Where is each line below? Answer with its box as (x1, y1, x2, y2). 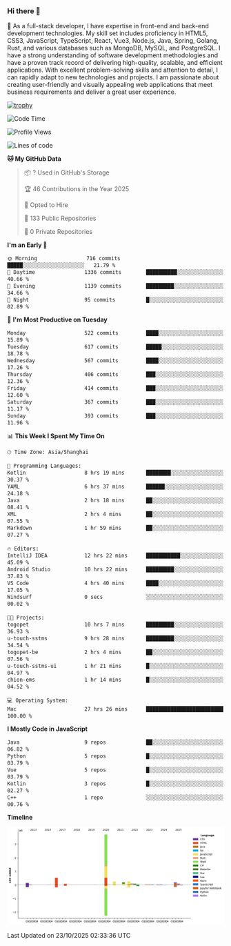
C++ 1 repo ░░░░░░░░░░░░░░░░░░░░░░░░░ (7, 794, 224, 801)
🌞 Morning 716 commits (7, 255, 121, 262)
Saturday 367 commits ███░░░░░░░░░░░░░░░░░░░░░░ (7, 399, 224, 406)
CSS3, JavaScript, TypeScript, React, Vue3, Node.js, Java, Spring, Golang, (7, 37, 219, 45)
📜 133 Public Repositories (23, 214, 97, 223)
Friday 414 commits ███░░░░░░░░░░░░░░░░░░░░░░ (7, 385, 224, 392)
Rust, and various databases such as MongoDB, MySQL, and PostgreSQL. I (7, 44, 221, 52)
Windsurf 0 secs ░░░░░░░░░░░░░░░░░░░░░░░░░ (7, 593, 224, 601)
